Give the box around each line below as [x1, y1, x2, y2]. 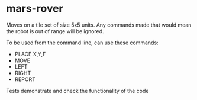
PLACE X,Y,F [14, 50, 46, 57]
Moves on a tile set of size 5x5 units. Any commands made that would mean [6, 21, 192, 28]
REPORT [14, 76, 35, 83]
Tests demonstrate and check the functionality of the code [6, 87, 149, 94]
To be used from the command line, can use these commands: [6, 39, 159, 46]
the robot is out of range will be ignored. [6, 27, 105, 34]
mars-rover [6, 2, 63, 15]
